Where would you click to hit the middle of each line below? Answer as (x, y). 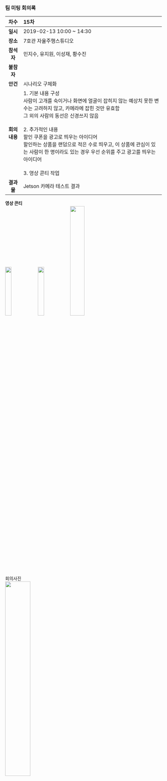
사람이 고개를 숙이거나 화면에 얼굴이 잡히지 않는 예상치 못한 (88, 101)
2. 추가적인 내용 (41, 130)
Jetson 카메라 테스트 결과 (52, 187)
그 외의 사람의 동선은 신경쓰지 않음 (61, 116)
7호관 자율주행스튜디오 (48, 41)
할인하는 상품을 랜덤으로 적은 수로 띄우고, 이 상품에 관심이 (86, 145)
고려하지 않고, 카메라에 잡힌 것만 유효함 (77, 108)
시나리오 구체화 (40, 84)
